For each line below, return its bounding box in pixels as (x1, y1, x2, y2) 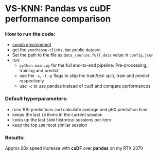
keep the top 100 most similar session (12, 122, 88, 128)
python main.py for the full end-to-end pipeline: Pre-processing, (19, 62, 148, 68)
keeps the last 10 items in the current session (12, 112, 103, 117)
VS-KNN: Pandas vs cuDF (5, 3, 111, 14)
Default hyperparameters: (5, 96, 68, 102)
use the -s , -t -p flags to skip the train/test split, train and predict (19, 73, 150, 78)
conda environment (12, 42, 52, 48)
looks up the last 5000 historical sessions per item (12, 117, 111, 122)
